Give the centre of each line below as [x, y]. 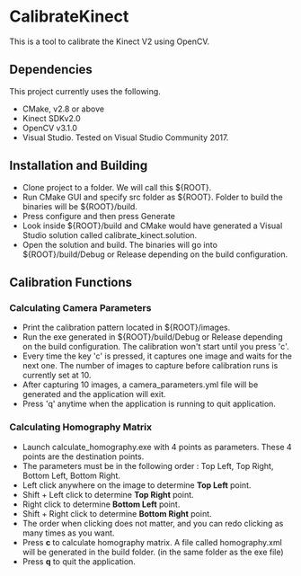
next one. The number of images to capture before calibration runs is [150, 366]
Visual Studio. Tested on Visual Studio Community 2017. [125, 137]
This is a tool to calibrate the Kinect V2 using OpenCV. [110, 41]
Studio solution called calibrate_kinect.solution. [110, 235]
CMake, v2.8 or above [63, 109]
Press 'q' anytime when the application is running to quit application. [149, 404]
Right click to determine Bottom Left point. [101, 504]
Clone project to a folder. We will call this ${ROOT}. [117, 187]
